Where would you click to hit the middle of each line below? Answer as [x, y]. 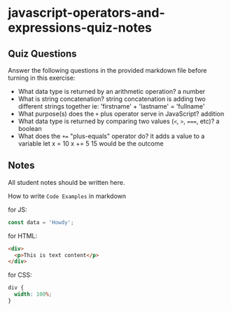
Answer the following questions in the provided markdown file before [107, 70]
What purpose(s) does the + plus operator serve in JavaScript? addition [121, 114]
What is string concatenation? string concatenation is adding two [112, 99]
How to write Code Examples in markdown [67, 196]
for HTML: [23, 235]
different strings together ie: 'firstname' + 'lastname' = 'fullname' [111, 106]
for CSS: [20, 275]
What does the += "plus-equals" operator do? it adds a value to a [111, 136]
